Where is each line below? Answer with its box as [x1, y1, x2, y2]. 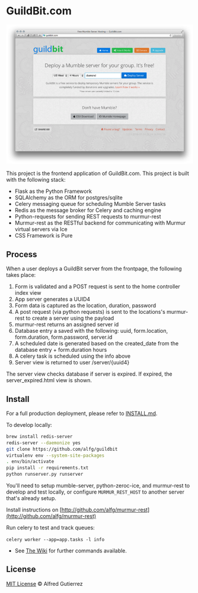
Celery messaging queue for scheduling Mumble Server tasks [14, 201, 166, 208]
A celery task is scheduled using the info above [14, 352, 131, 360]
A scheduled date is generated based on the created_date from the [14, 340, 179, 347]
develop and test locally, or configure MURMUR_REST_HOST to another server [6, 488, 185, 495]
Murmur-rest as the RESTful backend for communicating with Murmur [14, 219, 186, 227]
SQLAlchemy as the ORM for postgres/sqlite [14, 194, 123, 201]
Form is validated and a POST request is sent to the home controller [14, 283, 181, 290]
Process [6, 249, 37, 260]
